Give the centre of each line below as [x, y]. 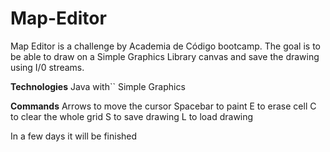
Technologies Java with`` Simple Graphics [98, 86]
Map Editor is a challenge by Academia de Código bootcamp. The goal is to [166, 46]
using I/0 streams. [47, 67]
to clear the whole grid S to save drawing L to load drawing [132, 116]
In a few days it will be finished [74, 136]
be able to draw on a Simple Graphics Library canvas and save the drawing [165, 56]
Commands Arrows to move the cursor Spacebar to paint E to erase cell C [163, 106]
